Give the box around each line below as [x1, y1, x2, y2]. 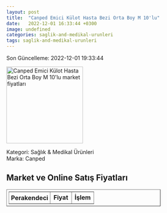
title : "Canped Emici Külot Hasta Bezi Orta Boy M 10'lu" [6, 15, 160, 21]
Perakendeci [11, 193, 49, 202]
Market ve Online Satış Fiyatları [6, 172, 128, 183]
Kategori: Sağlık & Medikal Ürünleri [6, 149, 94, 155]
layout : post [6, 9, 40, 15]
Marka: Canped [6, 155, 46, 162]
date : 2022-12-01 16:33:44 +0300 [6, 20, 97, 26]
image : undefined [6, 26, 51, 33]
